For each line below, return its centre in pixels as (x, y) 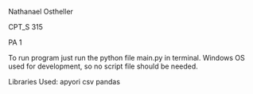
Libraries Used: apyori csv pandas (64, 82)
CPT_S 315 (26, 27)
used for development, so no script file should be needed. (103, 66)
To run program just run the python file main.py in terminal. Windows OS (127, 58)
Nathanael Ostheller (41, 12)
